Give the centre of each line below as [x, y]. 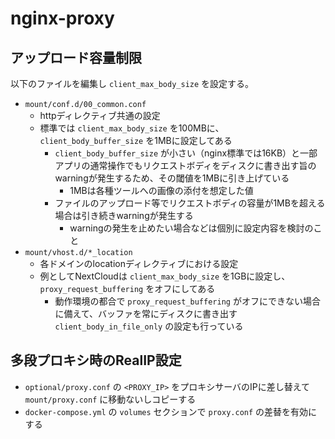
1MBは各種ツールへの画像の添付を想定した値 [161, 190]
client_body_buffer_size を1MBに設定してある [136, 140]
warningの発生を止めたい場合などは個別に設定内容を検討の [191, 228]
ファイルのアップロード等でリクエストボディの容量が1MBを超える [190, 203]
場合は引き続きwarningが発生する [124, 215]
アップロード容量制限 [76, 57]
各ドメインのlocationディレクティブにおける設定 [139, 263]
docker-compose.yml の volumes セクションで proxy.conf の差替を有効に [171, 411]
